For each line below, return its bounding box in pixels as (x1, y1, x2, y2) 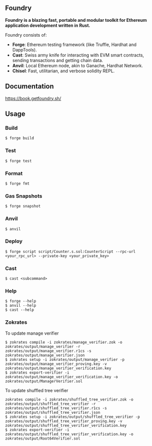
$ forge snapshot (5, 204, 41, 209)
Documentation (5, 82, 54, 91)
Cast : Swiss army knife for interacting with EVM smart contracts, (12, 52, 144, 58)
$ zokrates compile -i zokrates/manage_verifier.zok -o (5, 340, 122, 345)
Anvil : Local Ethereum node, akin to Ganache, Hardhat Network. (12, 62, 143, 68)
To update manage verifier (5, 330, 59, 336)
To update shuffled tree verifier (5, 387, 69, 393)
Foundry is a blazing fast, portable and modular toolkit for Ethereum (5, 17, 147, 23)
